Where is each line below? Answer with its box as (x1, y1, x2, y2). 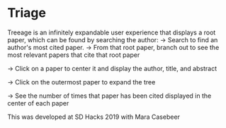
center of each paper (7, 98, 69, 107)
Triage (7, 5, 46, 21)
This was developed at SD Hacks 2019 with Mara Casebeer (7, 113, 181, 121)
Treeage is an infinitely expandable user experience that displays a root (7, 28, 216, 37)
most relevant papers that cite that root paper (7, 51, 140, 59)
